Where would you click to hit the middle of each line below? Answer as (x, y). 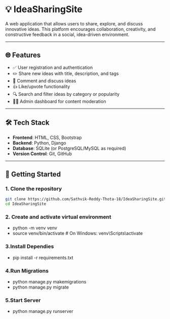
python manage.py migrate (41, 287)
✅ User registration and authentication (53, 67)
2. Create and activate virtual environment (58, 217)
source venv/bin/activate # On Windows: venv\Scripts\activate (78, 233)
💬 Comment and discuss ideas (44, 81)
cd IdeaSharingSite (26, 204)
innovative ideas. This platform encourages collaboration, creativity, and (80, 29)
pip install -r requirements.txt (43, 258)
